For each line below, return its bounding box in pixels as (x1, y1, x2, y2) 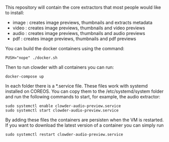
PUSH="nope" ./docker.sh (5, 55, 58, 60)
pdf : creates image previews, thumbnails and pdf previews (12, 35, 137, 42)
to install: (5, 10, 24, 16)
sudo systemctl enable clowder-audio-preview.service (5, 103, 121, 109)
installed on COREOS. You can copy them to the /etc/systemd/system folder (5, 88, 164, 94)
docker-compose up (5, 74, 44, 79)
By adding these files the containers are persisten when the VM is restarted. (5, 117, 164, 123)
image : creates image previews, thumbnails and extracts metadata (12, 20, 153, 25)
